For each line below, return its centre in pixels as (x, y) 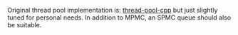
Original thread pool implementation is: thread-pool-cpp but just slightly (113, 10)
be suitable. (25, 25)
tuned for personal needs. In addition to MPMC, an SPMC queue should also (119, 17)
